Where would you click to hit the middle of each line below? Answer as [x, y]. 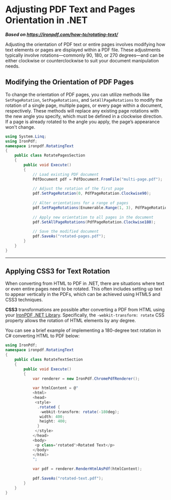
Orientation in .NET [47, 20]
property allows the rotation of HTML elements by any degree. [71, 321]
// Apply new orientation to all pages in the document [93, 217]
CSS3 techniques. [24, 300]
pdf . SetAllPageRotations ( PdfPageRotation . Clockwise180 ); [94, 222]
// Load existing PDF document [66, 174]
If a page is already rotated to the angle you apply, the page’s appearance [83, 122]
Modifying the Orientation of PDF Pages [69, 82]
